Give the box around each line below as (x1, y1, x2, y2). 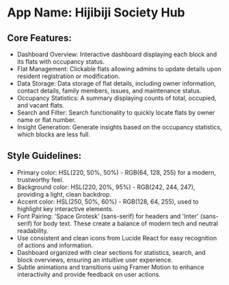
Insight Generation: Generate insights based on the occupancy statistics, (16, 123, 222, 131)
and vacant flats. (16, 101, 65, 109)
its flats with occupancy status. (16, 58, 105, 66)
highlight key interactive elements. (16, 204, 114, 213)
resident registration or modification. (16, 72, 120, 80)
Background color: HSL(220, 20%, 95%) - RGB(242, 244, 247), (16, 183, 196, 191)
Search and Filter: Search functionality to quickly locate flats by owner (16, 108, 215, 116)
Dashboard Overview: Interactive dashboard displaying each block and (16, 50, 217, 58)
